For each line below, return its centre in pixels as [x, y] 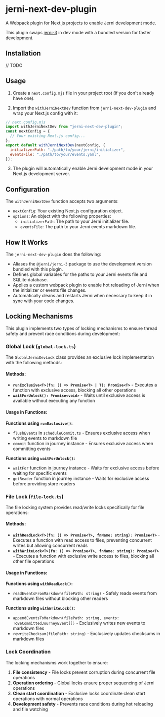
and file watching [30, 709]
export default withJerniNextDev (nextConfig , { [56, 145]
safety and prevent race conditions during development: [63, 333]
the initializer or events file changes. [50, 290]
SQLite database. [30, 280]
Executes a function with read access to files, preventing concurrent [82, 540]
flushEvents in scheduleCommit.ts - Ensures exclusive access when [81, 433]
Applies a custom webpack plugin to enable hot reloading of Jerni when [86, 285]
